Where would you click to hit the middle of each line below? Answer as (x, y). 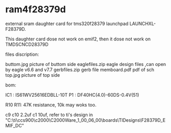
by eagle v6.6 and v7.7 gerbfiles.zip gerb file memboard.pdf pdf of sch (80, 70)
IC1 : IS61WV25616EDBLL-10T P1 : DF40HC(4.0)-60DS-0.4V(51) (72, 95)
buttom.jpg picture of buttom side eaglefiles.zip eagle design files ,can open (86, 64)
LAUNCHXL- (143, 24)
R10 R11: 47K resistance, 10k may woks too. (51, 105)
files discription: (22, 54)
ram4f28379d (36, 9)
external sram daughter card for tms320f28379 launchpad (67, 24)
